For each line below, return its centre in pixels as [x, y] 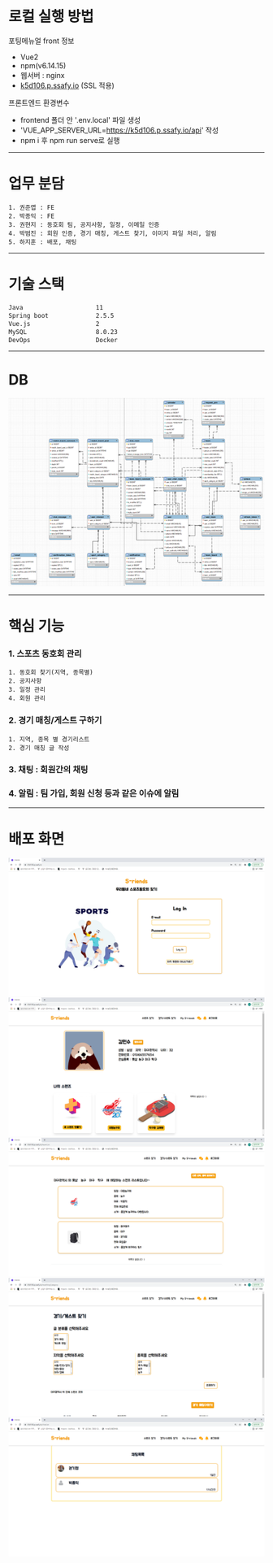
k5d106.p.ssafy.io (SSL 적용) [67, 85]
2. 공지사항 [25, 681]
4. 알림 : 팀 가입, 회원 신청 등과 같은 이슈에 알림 [94, 793]
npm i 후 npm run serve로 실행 [70, 140]
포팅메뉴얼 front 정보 [41, 41]
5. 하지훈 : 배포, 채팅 [43, 242]
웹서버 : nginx [42, 75]
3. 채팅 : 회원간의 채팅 [48, 770]
